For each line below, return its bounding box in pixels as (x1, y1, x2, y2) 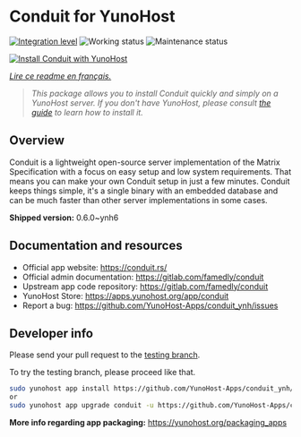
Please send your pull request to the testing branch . (9, 349, 201, 360)
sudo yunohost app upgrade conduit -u (9, 401, 154, 410)
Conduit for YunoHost (9, 6, 176, 27)
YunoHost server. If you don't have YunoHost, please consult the (30, 97, 271, 108)
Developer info (9, 325, 94, 341)
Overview (9, 133, 65, 149)
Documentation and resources (9, 238, 183, 253)
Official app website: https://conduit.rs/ (21, 261, 168, 272)
